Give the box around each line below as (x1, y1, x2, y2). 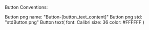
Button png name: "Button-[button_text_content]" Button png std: (5, 14, 142, 19)
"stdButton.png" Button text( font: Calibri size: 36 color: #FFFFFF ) (5, 19, 144, 25)
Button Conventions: (5, 4, 48, 10)
